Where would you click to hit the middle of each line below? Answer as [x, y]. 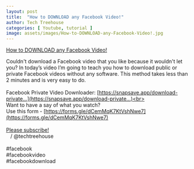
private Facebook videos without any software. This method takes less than [97, 74]
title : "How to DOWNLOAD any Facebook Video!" [65, 17]
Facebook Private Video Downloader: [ [53, 93]
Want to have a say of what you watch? [53, 105]
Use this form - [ [26, 111]
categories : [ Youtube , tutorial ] [49, 28]
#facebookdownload [31, 161]
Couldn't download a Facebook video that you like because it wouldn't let [94, 62]
